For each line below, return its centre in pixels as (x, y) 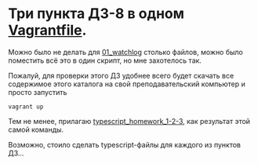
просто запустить (38, 92)
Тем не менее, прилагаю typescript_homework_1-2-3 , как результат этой (129, 121)
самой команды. (36, 129)
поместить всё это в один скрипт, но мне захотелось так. (105, 60)
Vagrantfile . (47, 30)
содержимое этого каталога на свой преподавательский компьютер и (127, 84)
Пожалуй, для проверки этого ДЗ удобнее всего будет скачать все (121, 75)
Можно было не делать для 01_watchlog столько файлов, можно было (125, 52)
